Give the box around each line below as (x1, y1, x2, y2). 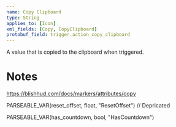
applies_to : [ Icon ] (6, 20, 56, 26)
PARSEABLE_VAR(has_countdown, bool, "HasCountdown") (6, 114, 155, 121)
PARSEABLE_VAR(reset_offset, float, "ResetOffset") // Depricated (6, 102, 170, 109)
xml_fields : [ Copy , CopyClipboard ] (6, 26, 98, 32)
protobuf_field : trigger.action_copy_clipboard (6, 32, 131, 38)
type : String (6, 15, 40, 21)
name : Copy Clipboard (6, 9, 62, 15)
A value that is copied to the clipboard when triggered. (6, 48, 144, 56)
